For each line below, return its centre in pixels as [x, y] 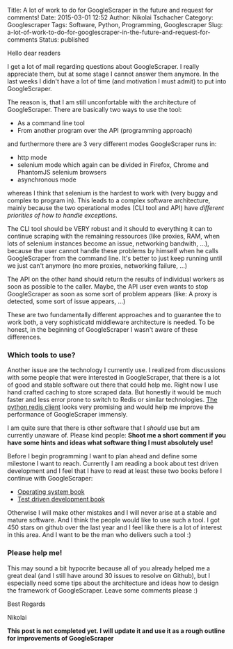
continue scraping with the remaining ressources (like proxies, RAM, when [114, 236]
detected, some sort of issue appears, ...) [66, 301]
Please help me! [35, 553]
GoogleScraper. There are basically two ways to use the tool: [95, 110]
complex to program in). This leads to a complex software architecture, [109, 200]
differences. [24, 337]
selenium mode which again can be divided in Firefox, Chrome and [113, 165]
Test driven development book [61, 499]
